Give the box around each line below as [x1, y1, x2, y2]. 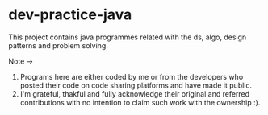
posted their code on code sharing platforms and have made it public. [19, 80, 253, 90]
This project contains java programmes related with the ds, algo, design [8, 32, 247, 42]
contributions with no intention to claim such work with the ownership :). [19, 97, 261, 107]
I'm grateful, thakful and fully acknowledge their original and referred [19, 88, 250, 98]
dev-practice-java [8, 6, 132, 24]
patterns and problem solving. [8, 40, 109, 50]
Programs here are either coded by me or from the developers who [19, 72, 244, 81]
